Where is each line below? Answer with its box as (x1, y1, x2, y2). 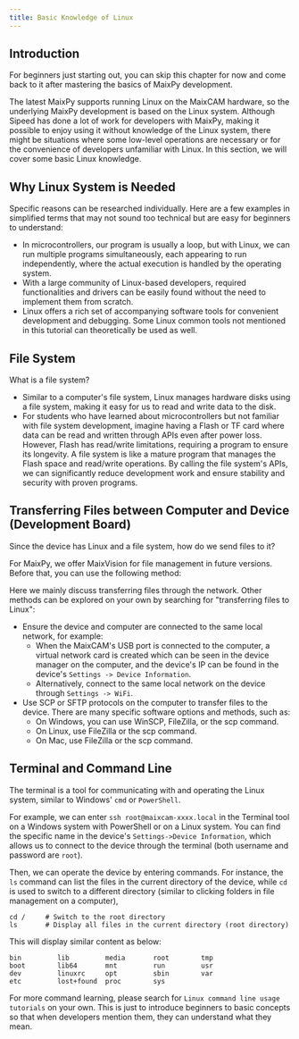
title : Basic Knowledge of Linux (9, 13, 134, 22)
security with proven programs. (21, 477, 138, 488)
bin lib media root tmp (9, 953, 214, 962)
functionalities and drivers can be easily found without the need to (21, 287, 266, 297)
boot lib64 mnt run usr (9, 961, 214, 970)
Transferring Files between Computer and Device (9, 503, 290, 518)
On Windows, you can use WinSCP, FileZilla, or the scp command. (35, 716, 279, 726)
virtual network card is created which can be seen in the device (35, 649, 270, 660)
